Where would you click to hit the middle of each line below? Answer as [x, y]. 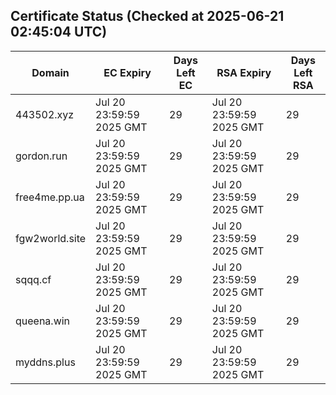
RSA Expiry [244, 72]
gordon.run [41, 156]
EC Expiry [127, 72]
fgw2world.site [51, 238]
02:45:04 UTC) [59, 32]
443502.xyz [45, 114]
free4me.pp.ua [50, 197]
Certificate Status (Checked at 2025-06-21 [147, 16]
